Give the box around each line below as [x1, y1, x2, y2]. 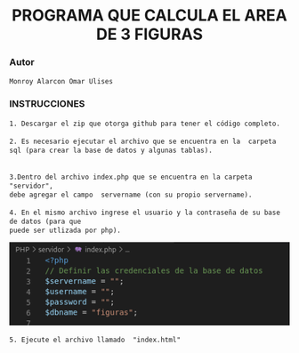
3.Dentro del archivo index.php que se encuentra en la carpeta [9, 172, 253, 181]
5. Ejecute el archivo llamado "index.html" [9, 335, 181, 344]
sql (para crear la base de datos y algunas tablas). [9, 146, 214, 155]
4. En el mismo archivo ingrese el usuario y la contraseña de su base [9, 208, 280, 217]
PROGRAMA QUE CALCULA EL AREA [12, 5, 287, 26]
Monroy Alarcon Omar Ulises [9, 77, 114, 86]
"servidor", [9, 181, 53, 190]
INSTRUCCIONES [9, 98, 85, 110]
